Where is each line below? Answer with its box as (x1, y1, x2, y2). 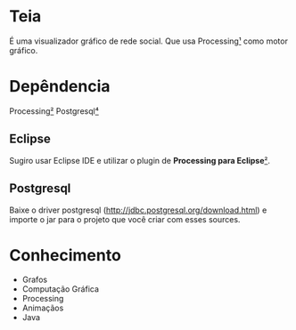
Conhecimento (9, 245, 122, 265)
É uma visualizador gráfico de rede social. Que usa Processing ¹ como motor (9, 36, 288, 46)
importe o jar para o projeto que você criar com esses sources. (9, 213, 241, 224)
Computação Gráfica (21, 284, 100, 294)
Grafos (21, 274, 47, 286)
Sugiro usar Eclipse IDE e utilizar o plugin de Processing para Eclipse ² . (9, 155, 270, 165)
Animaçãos (21, 302, 64, 313)
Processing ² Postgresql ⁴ (9, 105, 100, 117)
